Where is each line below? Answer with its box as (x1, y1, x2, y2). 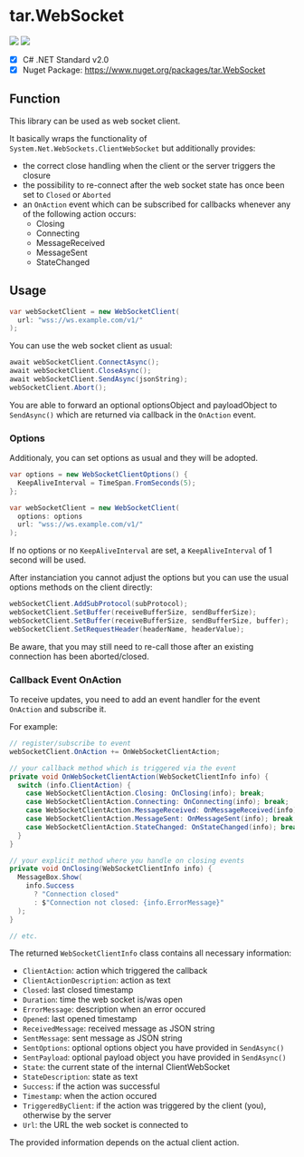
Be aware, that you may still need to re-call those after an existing (9, 641, 254, 652)
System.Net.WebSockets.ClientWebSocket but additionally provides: (9, 142, 256, 153)
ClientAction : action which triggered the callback (22, 966, 208, 976)
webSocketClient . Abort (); (9, 383, 107, 392)
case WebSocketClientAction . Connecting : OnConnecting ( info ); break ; (25, 798, 290, 807)
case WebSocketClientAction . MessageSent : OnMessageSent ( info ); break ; (25, 814, 298, 824)
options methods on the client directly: (9, 582, 153, 593)
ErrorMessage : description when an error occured (22, 1004, 206, 1015)
